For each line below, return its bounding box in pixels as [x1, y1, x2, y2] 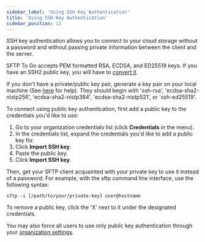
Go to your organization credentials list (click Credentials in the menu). [15, 124, 195, 131]
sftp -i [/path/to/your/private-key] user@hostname [6, 193, 141, 199]
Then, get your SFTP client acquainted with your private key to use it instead [6, 168, 199, 175]
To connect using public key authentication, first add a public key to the [6, 105, 187, 113]
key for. [15, 137, 35, 144]
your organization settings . [6, 229, 74, 236]
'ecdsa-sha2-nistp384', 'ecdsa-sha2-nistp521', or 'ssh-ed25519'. [32, 93, 197, 101]
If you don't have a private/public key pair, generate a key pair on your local [6, 80, 197, 88]
